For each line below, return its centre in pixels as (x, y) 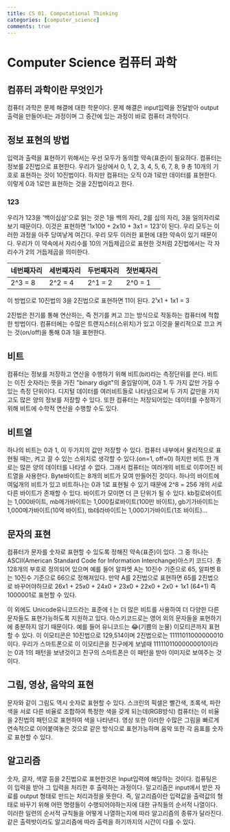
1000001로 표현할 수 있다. (42, 595)
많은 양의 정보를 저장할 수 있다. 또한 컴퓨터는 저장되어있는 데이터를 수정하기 (120, 400)
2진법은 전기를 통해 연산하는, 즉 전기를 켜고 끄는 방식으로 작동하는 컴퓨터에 (107, 315)
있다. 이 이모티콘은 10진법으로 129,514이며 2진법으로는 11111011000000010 (123, 635)
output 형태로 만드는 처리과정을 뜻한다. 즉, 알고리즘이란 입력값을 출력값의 (118, 796)
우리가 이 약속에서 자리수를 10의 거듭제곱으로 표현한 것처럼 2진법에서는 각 (114, 243)
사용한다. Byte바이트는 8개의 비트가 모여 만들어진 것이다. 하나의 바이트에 (122, 476)
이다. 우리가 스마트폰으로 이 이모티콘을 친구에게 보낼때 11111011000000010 (107, 644)
